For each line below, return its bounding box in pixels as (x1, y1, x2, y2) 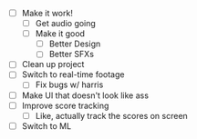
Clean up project (21, 59, 85, 70)
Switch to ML (21, 120, 72, 131)
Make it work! (21, 8, 74, 18)
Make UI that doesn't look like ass (21, 90, 150, 101)
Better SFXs (48, 49, 95, 60)
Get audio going (35, 18, 97, 29)
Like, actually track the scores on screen (35, 110, 188, 121)
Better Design (48, 38, 101, 49)
